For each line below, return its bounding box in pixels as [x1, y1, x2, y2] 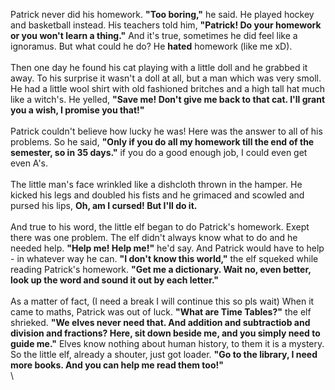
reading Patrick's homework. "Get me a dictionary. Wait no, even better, [10, 264, 312, 275]
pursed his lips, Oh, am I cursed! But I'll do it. [10, 200, 198, 211]
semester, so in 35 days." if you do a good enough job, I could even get [10, 147, 308, 158]
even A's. [10, 157, 49, 169]
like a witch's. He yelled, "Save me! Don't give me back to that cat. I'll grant [10, 94, 326, 105]
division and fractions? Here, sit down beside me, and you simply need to [10, 327, 321, 339]
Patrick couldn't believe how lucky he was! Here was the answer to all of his [10, 125, 323, 137]
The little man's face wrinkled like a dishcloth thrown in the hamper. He [10, 179, 303, 190]
